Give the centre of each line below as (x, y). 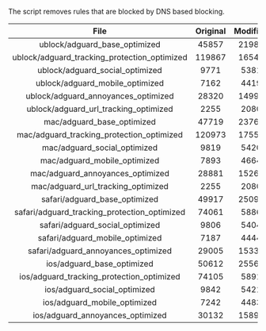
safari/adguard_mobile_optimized (100, 238)
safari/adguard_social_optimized (100, 225)
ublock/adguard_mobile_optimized (100, 83)
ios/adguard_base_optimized (100, 264)
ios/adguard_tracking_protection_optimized (100, 277)
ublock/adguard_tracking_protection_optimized (100, 57)
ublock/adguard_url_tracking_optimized (100, 109)
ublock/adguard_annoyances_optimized (100, 96)
